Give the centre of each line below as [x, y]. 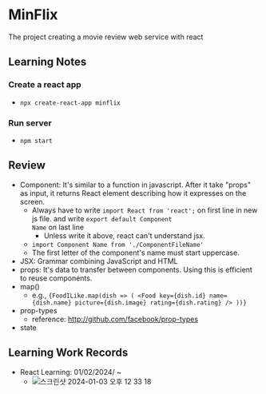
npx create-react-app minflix [70, 103]
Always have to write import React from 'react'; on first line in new [145, 210]
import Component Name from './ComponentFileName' [118, 245]
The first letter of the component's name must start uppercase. [135, 253]
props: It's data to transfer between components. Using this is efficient [136, 269]
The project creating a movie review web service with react [106, 37]
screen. [32, 201]
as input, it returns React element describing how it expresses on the [133, 193]
